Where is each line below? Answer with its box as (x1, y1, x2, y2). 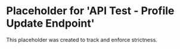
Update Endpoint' (6, 17, 95, 30)
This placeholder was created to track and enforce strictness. (6, 36, 158, 43)
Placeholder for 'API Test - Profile (6, 4, 175, 18)
